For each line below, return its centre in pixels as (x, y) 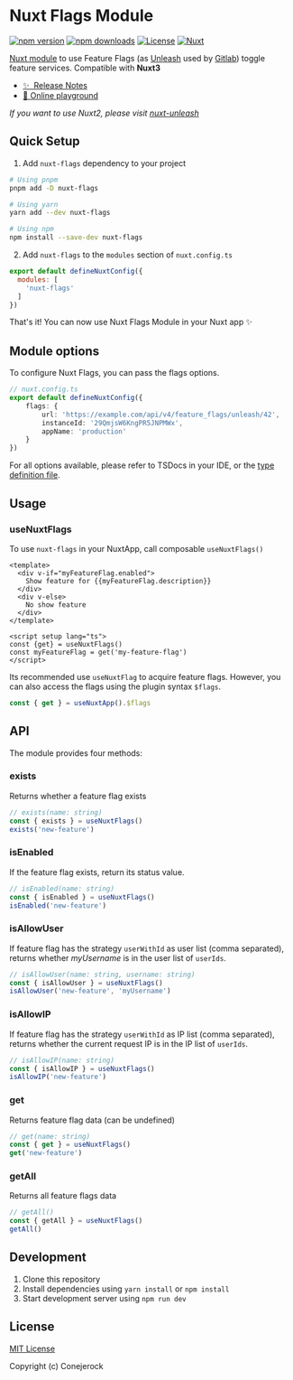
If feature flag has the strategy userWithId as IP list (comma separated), (142, 1034)
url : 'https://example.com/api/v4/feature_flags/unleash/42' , (161, 415)
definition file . (35, 475)
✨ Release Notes (55, 85)
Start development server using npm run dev (104, 1298)
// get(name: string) (50, 1136)
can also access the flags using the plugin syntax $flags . (115, 686)
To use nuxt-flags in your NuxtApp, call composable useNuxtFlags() (137, 548)
